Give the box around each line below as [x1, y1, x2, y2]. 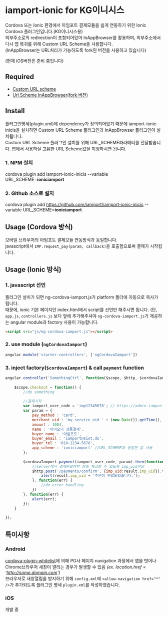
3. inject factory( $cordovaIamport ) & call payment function [5, 364, 144, 371]
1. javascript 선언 [5, 281, 46, 288]
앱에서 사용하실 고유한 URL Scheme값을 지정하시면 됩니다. [11, 146, 126, 152]
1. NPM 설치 [5, 159, 33, 166]
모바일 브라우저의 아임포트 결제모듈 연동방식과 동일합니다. [5, 236, 117, 243]
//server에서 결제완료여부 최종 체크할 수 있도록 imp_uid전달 [31, 464, 144, 469]
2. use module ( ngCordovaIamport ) [5, 341, 87, 348]
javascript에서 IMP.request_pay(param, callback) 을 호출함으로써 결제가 [5, 243, 149, 249]
